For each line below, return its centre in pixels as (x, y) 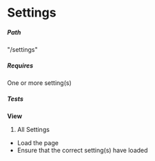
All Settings (33, 130)
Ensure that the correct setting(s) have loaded (82, 151)
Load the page (38, 143)
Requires (20, 65)
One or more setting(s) (40, 83)
